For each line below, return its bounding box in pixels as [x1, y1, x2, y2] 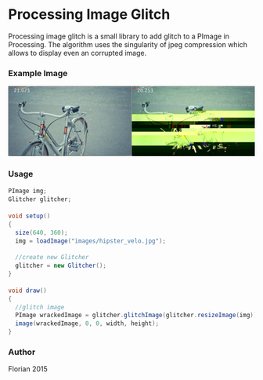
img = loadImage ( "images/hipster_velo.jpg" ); [15, 237, 167, 245]
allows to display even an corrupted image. [8, 48, 147, 57]
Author [8, 346, 36, 357]
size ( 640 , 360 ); [15, 228, 68, 236]
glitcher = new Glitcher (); [15, 261, 107, 270]
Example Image [8, 68, 68, 79]
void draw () [8, 287, 47, 294]
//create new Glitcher [15, 254, 89, 261]
